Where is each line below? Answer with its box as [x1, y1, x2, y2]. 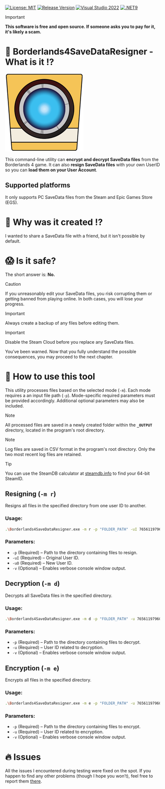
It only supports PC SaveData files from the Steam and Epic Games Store [5, 194, 153, 200]
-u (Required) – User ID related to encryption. [12, 729, 104, 735]
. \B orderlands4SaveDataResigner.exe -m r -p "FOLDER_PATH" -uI [5, 527, 137, 532]
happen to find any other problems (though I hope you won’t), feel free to [5, 773, 153, 779]
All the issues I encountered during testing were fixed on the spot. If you [5, 768, 151, 774]
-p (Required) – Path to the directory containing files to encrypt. [12, 724, 141, 730]
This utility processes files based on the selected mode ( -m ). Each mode [5, 387, 151, 393]
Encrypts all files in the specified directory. [5, 677, 92, 682]
